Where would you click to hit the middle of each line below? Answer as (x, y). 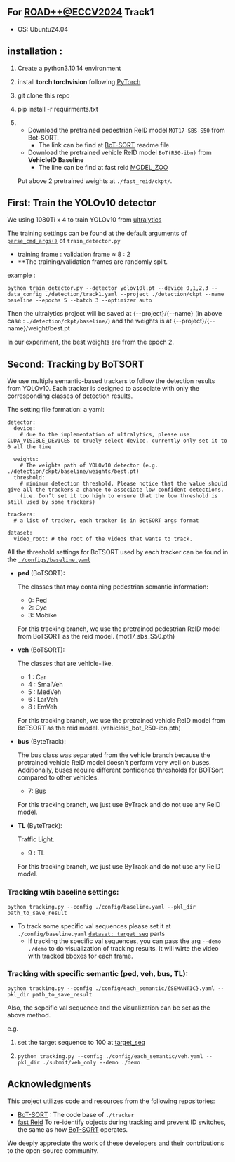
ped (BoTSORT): (41, 573)
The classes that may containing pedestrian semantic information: (113, 587)
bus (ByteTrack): (42, 742)
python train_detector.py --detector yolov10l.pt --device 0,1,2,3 (108, 288)
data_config (25, 295)
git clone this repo (43, 95)
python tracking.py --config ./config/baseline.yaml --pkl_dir (102, 907)
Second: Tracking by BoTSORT (76, 364)
